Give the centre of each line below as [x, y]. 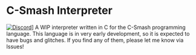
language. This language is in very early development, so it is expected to [98, 33]
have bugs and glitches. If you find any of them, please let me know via [95, 40]
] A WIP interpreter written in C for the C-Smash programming [108, 27]
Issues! [15, 47]
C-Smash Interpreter [60, 11]
